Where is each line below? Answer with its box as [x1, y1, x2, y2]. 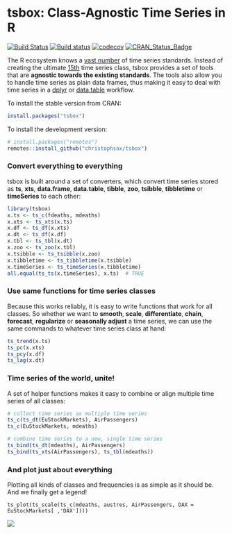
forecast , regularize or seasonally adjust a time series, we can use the [7, 317, 213, 325]
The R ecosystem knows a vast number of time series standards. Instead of [7, 56, 224, 64]
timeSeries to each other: [7, 192, 81, 200]
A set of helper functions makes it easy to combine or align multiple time [7, 389, 215, 397]
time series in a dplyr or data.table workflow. [7, 85, 135, 94]
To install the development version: [7, 125, 108, 133]
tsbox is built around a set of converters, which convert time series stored [7, 177, 219, 185]
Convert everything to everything [7, 161, 123, 171]
